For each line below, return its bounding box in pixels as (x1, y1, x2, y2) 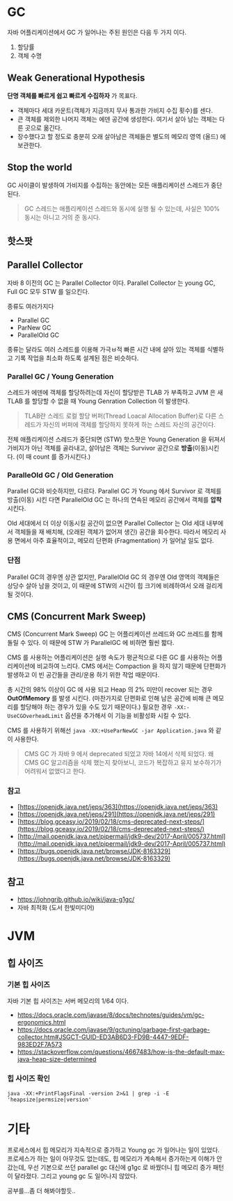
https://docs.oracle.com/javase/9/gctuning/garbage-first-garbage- (17, 1026, 210, 1034)
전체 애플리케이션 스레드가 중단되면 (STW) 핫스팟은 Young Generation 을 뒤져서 (7, 435, 226, 443)
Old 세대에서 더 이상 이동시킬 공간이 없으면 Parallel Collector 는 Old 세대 (7, 519, 205, 528)
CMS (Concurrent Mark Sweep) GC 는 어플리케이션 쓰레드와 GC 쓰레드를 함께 (7, 630, 223, 638)
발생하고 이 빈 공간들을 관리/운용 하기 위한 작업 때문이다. (7, 671, 160, 679)
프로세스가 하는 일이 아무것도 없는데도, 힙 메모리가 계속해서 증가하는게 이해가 (7, 1154, 216, 1163)
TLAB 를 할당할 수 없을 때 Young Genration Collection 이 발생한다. (7, 397, 190, 405)
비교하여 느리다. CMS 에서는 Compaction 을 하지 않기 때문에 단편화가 (37, 662, 227, 671)
